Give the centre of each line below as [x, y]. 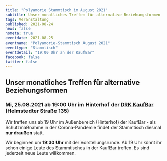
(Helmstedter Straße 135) [37, 111]
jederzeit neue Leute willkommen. [41, 153]
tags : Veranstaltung [27, 19]
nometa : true [19, 33]
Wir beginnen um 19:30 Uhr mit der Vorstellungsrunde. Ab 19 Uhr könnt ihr [83, 142]
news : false [18, 29]
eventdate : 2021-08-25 [29, 38]
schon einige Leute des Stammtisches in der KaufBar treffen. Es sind [77, 148]
